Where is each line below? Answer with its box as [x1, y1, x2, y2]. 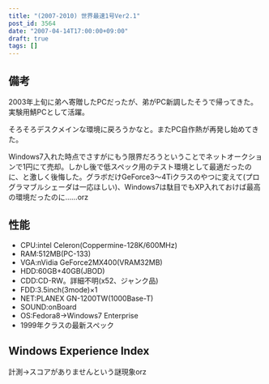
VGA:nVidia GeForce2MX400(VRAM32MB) [19, 257, 164, 267]
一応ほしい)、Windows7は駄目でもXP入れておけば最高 [79, 181, 261, 191]
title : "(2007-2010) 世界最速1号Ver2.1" [8, 11, 140, 20]
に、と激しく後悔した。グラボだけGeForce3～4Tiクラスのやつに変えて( [8, 172, 246, 181]
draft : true [8, 34, 49, 43]
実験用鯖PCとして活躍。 [8, 107, 89, 117]
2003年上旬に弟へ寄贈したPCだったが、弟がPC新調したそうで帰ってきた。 [8, 96, 258, 106]
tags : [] [8, 42, 38, 50]
